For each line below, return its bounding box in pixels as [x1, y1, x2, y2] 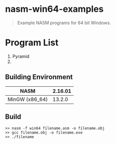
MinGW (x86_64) [7, 96, 48, 103]
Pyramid [12, 53, 30, 59]
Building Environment [5, 73, 73, 81]
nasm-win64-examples [5, 3, 104, 15]
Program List [5, 37, 59, 48]
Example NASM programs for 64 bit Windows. [17, 20, 111, 26]
